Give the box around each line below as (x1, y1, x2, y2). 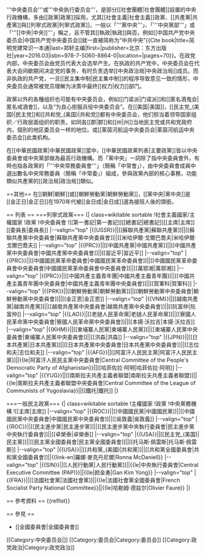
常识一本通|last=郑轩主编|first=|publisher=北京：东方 (22, 44, 156, 51)
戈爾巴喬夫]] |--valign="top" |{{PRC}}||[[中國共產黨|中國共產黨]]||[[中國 (6, 242, 186, 249)
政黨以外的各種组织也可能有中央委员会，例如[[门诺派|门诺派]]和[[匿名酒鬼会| (6, 95, 199, 103)
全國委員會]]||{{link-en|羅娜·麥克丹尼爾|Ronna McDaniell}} (17, 454, 164, 461)
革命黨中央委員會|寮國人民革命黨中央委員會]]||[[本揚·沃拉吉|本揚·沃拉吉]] (11, 318, 195, 325)
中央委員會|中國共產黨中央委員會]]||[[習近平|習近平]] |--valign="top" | (11, 249, 187, 256)
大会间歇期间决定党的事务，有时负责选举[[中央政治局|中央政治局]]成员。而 (11, 67, 199, 74)
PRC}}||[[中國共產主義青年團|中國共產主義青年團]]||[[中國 (45, 272, 190, 279)
